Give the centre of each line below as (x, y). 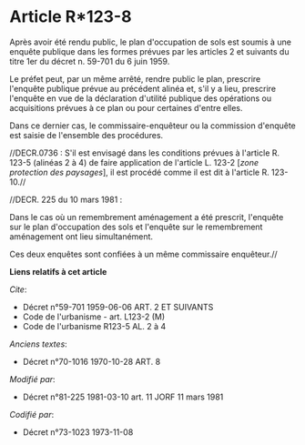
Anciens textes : (39, 344)
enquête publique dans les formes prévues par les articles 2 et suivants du (149, 51)
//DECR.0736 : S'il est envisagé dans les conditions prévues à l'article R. (145, 153)
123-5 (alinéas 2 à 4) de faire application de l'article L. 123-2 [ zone (134, 162)
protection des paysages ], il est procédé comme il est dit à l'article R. (140, 172)
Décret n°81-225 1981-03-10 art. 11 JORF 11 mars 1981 (123, 397)
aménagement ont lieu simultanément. (81, 236)
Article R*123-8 (71, 17)
